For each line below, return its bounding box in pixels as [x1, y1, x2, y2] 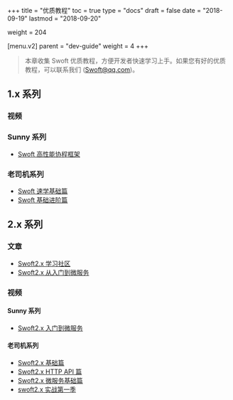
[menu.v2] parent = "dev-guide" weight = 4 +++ [7, 42, 149, 50]
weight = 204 [7, 28, 47, 36]
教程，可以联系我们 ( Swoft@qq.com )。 [24, 65, 139, 73]
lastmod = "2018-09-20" [28, 14, 102, 23]
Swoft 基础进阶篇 [17, 195, 68, 204]
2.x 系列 [7, 219, 43, 231]
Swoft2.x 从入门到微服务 [17, 268, 90, 276]
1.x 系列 [7, 88, 41, 100]
